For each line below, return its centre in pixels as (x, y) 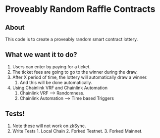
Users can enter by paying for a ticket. (51, 67)
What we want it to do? (41, 55)
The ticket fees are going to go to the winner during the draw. (75, 72)
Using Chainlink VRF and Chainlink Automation (60, 88)
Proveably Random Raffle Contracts (80, 9)
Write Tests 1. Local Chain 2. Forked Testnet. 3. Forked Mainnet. (77, 131)
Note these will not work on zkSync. (49, 126)
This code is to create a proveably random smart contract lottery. (72, 39)
